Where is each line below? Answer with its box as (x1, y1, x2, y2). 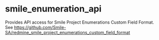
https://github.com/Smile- (14, 24, 66, 30)
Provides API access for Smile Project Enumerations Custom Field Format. (5, 19, 154, 25)
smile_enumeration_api (5, 3, 102, 14)
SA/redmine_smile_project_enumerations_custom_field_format (5, 29, 131, 35)
